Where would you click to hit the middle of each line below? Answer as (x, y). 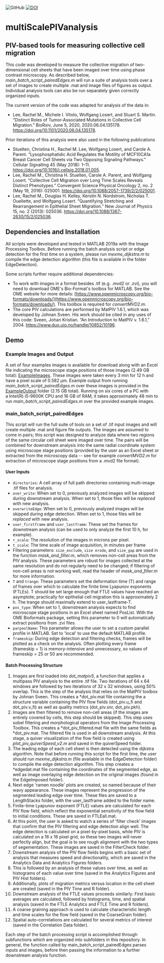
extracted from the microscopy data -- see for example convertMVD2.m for (81, 455)
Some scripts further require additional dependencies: (60, 274)
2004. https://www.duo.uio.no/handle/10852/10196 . (64, 325)
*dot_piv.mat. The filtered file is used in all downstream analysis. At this (84, 733)
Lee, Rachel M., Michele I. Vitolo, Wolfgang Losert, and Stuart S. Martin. (84, 115)
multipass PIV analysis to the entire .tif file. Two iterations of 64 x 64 (81, 681)
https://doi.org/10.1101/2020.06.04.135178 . (55, 130)
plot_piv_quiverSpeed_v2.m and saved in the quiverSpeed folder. (77, 743)
